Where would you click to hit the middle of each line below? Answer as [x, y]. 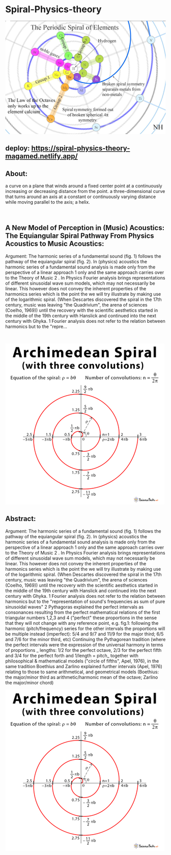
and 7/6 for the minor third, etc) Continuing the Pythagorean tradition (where [85, 639]
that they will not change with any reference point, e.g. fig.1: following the [82, 623]
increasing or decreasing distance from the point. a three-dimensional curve [85, 191]
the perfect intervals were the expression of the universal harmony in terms [84, 645]
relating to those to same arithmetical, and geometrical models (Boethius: [82, 672]
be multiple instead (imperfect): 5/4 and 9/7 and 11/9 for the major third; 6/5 [84, 634]
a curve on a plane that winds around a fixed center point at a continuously [84, 186]
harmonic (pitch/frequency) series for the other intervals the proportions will [85, 628]
